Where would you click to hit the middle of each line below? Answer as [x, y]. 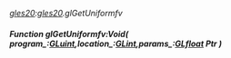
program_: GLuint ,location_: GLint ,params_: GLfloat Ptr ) [116, 43]
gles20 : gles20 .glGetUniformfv [66, 13]
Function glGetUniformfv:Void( [69, 34]
